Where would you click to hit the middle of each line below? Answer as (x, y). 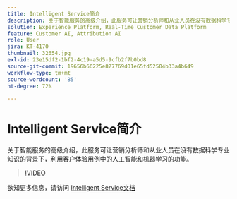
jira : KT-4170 (28, 47)
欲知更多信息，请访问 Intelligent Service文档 (72, 188)
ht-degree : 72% (30, 86)
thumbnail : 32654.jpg (39, 54)
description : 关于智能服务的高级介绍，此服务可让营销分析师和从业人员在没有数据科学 (117, 20)
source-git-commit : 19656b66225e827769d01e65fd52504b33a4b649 (101, 66)
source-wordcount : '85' (42, 79)
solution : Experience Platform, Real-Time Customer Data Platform (107, 27)
